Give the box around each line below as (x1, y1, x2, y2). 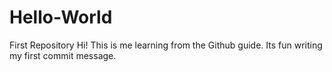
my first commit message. (9, 49, 117, 61)
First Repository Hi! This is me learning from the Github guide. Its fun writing (9, 39, 323, 51)
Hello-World (9, 6, 113, 29)
